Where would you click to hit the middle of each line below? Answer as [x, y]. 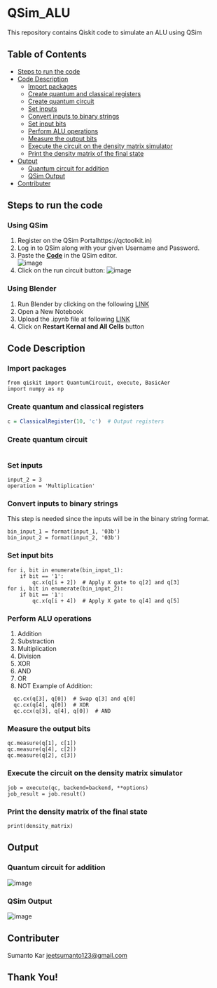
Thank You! [33, 977]
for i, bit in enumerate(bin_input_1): [65, 570]
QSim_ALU [39, 13]
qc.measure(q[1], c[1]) [42, 743]
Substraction [36, 641]
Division [29, 656]
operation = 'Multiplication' [51, 486]
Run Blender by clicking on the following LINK [83, 304]
